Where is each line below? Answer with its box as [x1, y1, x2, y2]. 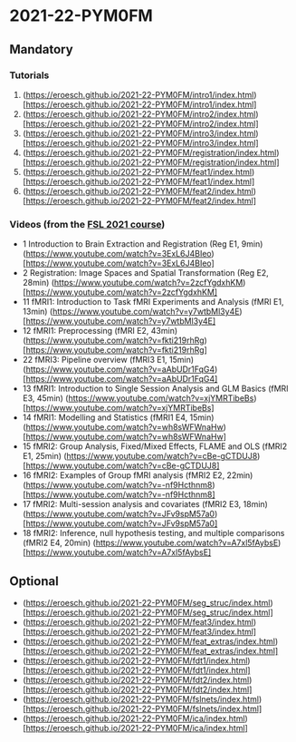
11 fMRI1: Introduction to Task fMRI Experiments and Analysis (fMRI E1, [22, 297, 284, 308]
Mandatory [9, 42, 74, 57]
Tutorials [9, 69, 50, 82]
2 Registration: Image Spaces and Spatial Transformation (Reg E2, [22, 268, 269, 278]
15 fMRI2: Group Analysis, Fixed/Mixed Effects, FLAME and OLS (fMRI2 [22, 441, 288, 452]
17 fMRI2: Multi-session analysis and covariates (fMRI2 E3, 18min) [22, 499, 269, 510]
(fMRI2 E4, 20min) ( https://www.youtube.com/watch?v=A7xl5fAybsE [22, 537, 279, 549]
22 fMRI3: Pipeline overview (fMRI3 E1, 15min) [22, 355, 195, 366]
